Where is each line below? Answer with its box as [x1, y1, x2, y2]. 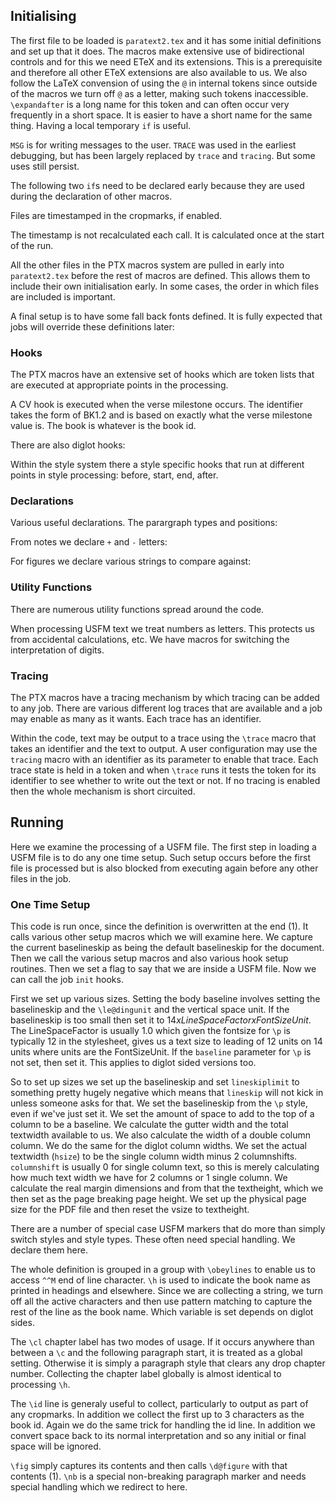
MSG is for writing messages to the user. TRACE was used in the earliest [10, 139, 297, 151]
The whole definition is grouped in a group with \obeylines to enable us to [10, 1264, 316, 1276]
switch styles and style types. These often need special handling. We [10, 1234, 296, 1246]
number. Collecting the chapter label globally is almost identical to [10, 1368, 282, 1380]
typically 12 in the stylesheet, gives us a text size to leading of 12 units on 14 [10, 1035, 323, 1048]
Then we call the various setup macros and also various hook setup [10, 952, 289, 964]
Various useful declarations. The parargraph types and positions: [10, 517, 278, 529]
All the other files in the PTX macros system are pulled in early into [10, 259, 285, 271]
